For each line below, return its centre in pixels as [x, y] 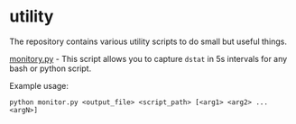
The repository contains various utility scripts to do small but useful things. [148, 41]
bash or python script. [51, 68]
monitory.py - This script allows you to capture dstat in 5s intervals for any [148, 58]
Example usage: [39, 85]
